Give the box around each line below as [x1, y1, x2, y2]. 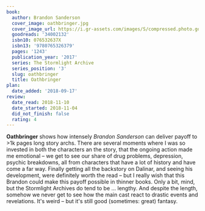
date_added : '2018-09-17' [12, 88, 78, 94]
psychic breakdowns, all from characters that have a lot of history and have [6, 159, 196, 166]
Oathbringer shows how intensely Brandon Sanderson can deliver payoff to [6, 133, 198, 140]
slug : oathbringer [12, 71, 59, 77]
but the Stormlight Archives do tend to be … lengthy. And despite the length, [6, 185, 198, 192]
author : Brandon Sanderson [12, 15, 81, 21]
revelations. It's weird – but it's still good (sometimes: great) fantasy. [6, 198, 178, 205]
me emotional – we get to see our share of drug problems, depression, [6, 153, 183, 160]
